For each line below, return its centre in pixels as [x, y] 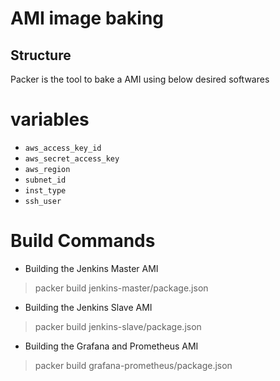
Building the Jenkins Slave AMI [88, 307]
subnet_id [45, 180]
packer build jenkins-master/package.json [121, 288]
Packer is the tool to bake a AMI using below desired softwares [140, 79]
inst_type [45, 190]
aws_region [47, 169]
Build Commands [83, 241]
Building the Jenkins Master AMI [91, 268]
